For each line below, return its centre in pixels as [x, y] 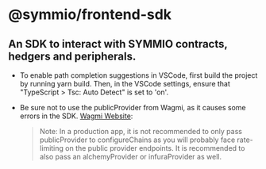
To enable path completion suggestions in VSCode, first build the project [139, 75]
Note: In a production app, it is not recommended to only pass [141, 131]
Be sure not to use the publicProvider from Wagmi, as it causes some [133, 108]
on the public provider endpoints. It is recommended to [155, 148]
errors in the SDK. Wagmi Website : [76, 116]
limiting [51, 148]
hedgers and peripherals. [72, 56]
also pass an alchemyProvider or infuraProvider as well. [131, 157]
